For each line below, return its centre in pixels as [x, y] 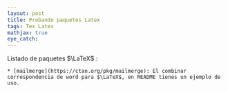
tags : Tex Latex [30, 26]
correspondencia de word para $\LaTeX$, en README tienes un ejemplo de [114, 77]
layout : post [26, 13]
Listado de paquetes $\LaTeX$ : [53, 58]
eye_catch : [23, 39]
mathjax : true [28, 33]
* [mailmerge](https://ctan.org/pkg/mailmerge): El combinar [97, 71]
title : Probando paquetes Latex [54, 20]
